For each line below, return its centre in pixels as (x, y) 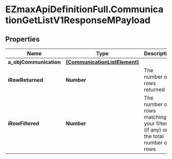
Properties (23, 39)
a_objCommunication (35, 62)
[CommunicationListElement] (102, 62)
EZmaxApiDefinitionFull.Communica (84, 9)
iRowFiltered (24, 123)
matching (155, 117)
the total (154, 136)
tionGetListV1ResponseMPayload (78, 20)
